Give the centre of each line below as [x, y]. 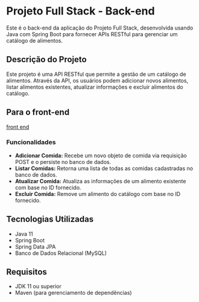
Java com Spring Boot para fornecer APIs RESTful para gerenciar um [92, 34]
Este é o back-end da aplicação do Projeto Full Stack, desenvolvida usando [100, 28]
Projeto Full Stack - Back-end [81, 11]
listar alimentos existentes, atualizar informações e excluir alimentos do [95, 87]
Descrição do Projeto [46, 59]
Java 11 [24, 234]
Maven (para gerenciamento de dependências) [73, 293]
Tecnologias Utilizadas [50, 219]
